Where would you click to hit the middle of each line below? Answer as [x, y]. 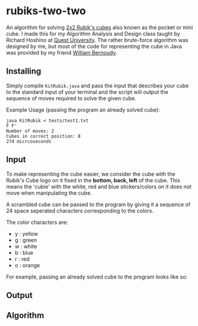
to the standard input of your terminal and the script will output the [87, 92]
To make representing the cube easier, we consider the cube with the [91, 174]
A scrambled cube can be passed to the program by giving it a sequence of [98, 204]
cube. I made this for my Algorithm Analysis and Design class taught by [93, 33]
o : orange [27, 265]
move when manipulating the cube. [49, 193]
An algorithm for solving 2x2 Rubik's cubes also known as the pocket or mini [100, 27]
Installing [24, 72]
